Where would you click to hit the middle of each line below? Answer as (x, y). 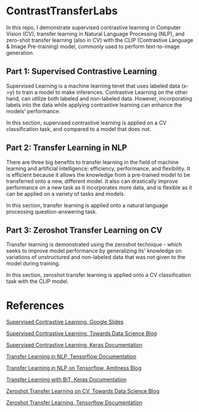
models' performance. (33, 111)
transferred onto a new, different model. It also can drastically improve (92, 181)
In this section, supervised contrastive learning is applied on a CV (86, 123)
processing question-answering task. (52, 211)
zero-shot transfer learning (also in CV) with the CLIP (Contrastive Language (100, 40)
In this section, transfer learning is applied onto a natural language (87, 205)
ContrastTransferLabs (62, 11)
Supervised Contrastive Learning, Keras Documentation (74, 345)
